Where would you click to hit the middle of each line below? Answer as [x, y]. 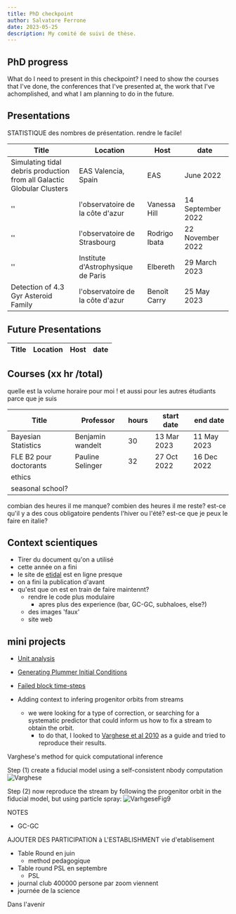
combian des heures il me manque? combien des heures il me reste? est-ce [117, 506]
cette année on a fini [47, 567]
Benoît [158, 291]
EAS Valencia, [102, 171]
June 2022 [203, 175]
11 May [206, 436]
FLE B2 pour [31, 457]
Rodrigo [160, 233]
